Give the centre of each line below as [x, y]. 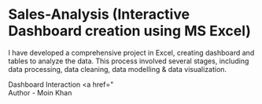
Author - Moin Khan [40, 92]
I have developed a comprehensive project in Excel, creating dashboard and [131, 52]
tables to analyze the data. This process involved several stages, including [129, 61]
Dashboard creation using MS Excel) [130, 31]
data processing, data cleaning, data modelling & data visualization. [117, 69]
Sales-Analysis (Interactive [99, 14]
